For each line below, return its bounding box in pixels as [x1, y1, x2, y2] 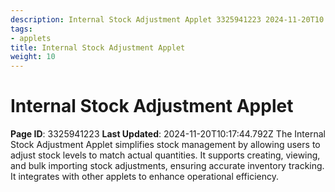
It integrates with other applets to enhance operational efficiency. [10, 171, 280, 183]
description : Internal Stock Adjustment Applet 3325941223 [10, 14, 262, 25]
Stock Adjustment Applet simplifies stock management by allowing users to [10, 139, 321, 151]
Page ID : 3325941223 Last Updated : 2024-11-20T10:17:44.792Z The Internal [10, 128, 326, 140]
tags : [10, 24, 33, 34]
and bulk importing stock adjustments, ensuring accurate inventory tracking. [10, 160, 325, 172]
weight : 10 [10, 52, 56, 62]
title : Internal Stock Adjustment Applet [10, 42, 186, 53]
